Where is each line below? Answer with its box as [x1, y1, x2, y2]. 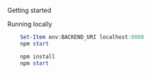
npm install [20, 53, 55, 60]
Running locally [7, 20, 52, 28]
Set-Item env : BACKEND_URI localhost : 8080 [20, 33, 144, 41]
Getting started [7, 6, 52, 14]
